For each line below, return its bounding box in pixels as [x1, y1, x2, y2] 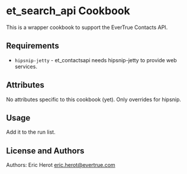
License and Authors [6, 146, 85, 156]
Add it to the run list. [6, 128, 56, 136]
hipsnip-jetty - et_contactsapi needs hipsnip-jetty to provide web [14, 56, 178, 63]
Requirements [6, 41, 59, 51]
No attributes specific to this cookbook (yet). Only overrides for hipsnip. [6, 96, 182, 103]
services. [14, 63, 37, 70]
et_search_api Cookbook [6, 4, 130, 18]
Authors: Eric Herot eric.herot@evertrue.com [6, 162, 115, 169]
